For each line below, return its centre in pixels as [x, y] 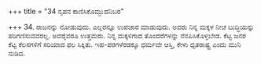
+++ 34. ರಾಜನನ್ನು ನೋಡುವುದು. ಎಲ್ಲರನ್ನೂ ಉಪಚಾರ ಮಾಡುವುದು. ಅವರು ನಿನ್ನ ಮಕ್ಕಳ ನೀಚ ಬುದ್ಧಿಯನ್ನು [131, 27]
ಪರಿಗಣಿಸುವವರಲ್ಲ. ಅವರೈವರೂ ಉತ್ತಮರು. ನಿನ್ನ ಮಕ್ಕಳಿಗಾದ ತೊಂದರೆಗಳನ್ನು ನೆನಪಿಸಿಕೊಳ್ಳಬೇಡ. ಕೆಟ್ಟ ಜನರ [127, 36]
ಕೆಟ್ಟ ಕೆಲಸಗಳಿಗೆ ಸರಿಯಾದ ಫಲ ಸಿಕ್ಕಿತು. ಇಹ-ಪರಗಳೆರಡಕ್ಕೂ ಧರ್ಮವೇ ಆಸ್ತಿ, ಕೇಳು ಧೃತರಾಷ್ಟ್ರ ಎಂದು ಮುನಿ [125, 44]
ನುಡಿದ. [17, 53]
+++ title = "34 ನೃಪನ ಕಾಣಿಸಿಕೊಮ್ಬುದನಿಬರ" [66, 11]
